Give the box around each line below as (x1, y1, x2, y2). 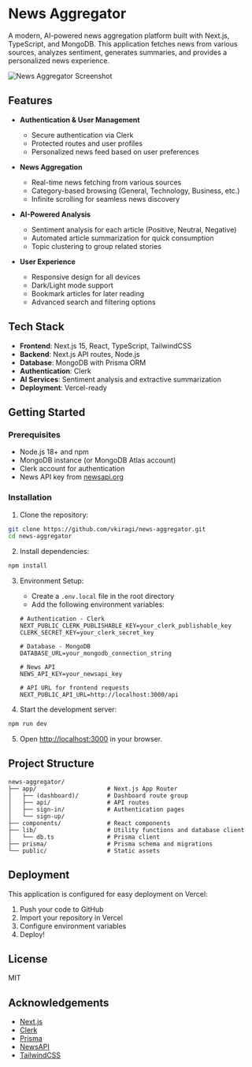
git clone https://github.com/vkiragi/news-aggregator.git (8, 525, 206, 533)
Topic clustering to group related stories (31, 241, 161, 251)
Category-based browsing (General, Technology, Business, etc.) (31, 186, 240, 195)
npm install (8, 562, 47, 570)
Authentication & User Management (19, 115, 140, 125)
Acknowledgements (8, 996, 109, 1009)
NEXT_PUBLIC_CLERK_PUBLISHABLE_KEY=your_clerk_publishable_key (19, 622, 232, 630)
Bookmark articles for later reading (31, 288, 145, 298)
